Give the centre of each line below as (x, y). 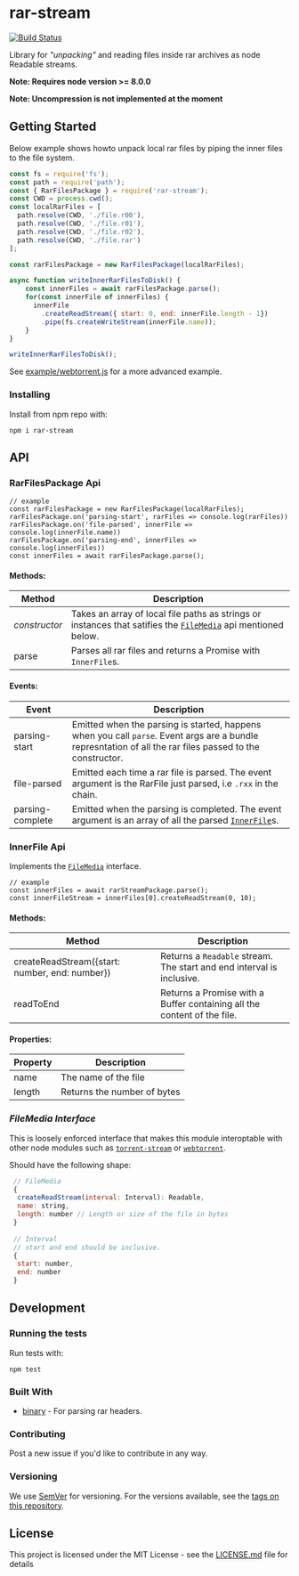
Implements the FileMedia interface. (75, 865)
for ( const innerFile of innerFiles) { (97, 297)
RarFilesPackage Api (55, 483)
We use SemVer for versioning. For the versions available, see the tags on (144, 1496)
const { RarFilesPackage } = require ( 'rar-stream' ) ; (109, 191)
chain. (85, 794)
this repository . (37, 1505)
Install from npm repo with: (59, 414)
